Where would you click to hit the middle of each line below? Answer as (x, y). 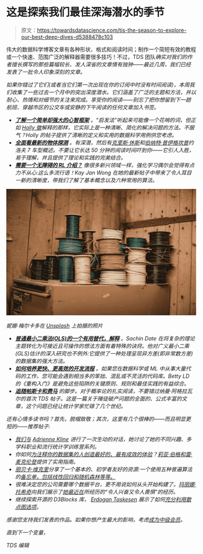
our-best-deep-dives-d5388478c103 (67, 37)
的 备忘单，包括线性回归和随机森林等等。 (65, 476)
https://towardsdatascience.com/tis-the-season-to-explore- (112, 30)
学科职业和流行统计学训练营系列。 (57, 446)
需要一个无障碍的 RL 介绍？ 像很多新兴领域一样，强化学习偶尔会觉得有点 (105, 165)
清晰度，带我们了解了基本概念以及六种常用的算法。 (94, 180)
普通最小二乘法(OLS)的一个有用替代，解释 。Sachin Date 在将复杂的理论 (105, 338)
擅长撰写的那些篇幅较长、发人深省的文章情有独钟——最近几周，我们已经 (101, 64)
